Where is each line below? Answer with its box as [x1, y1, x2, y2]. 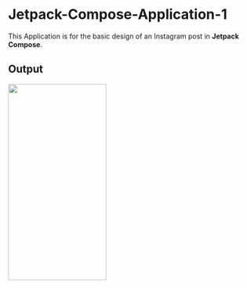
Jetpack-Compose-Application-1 [8, 5, 227, 24]
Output [8, 63, 43, 76]
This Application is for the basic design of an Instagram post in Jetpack [8, 31, 239, 41]
